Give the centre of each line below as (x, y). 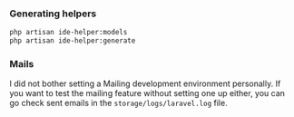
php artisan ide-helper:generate (73, 41)
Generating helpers (53, 14)
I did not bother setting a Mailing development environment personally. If (145, 83)
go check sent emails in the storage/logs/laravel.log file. (119, 103)
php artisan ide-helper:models (69, 33)
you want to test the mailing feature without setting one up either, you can (147, 93)
